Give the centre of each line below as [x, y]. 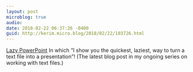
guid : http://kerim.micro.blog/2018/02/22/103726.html [75, 34]
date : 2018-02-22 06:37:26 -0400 [48, 28]
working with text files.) [35, 63]
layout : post [22, 12]
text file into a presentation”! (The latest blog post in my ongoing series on [97, 57]
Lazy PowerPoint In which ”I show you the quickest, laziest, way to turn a [96, 50]
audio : [14, 22]
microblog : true [26, 17]
